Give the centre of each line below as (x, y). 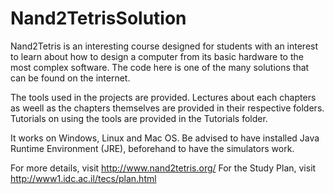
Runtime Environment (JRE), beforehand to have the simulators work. (152, 148)
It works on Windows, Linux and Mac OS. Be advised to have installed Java (165, 138)
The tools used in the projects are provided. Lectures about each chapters (163, 97)
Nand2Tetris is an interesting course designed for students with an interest (164, 46)
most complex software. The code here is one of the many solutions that (160, 67)
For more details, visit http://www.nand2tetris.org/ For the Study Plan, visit (163, 168)
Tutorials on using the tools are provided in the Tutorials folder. (139, 118)
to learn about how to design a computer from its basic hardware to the (157, 56)
